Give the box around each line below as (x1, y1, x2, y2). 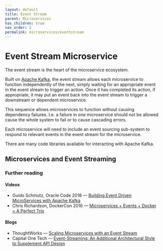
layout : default (5, 7, 38, 12)
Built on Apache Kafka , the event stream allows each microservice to (5, 76, 144, 82)
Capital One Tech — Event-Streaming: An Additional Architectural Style (12, 235, 155, 241)
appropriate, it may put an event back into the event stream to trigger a (5, 92, 147, 97)
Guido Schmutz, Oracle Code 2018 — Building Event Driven (12, 193, 132, 198)
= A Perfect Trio (12, 208, 44, 214)
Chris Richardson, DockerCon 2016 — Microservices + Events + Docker (12, 203, 157, 209)
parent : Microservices (5, 16, 51, 21)
